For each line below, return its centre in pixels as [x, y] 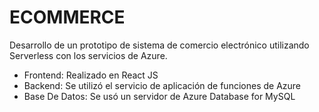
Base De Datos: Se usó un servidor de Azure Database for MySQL [159, 96]
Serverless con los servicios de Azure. [88, 55]
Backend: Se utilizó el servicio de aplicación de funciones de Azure [162, 85]
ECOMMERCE [67, 17]
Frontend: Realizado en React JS [91, 75]
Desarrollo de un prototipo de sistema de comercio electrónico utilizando [159, 45]
